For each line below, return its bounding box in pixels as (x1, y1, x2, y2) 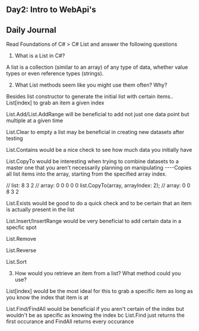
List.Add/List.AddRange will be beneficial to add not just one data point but (6, 111, 189, 118)
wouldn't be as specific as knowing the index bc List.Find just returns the (6, 311, 185, 319)
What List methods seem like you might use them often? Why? (14, 81, 168, 88)
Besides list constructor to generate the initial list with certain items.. (6, 93, 173, 100)
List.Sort (6, 258, 27, 266)
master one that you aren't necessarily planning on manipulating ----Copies (6, 164, 192, 171)
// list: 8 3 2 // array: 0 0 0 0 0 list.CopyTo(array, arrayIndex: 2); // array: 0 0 (6, 182, 191, 189)
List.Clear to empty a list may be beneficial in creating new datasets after (6, 129, 185, 136)
